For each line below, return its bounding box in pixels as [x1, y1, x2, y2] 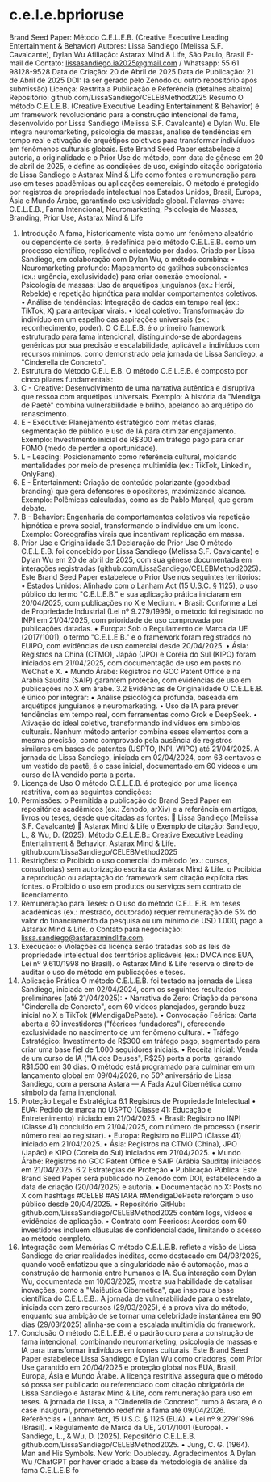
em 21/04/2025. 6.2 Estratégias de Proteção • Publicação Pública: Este [20, 1164, 257, 1174]
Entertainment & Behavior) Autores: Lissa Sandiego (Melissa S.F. [9, 40, 223, 50]
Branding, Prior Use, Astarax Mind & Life [9, 213, 144, 222]
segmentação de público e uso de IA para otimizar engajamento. [20, 426, 236, 436]
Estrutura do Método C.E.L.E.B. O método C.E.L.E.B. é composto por [20, 365, 248, 375]
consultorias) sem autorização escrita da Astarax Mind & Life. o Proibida [20, 863, 261, 874]
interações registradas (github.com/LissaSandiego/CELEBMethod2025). [20, 564, 261, 573]
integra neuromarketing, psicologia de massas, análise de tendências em [9, 127, 252, 137]
